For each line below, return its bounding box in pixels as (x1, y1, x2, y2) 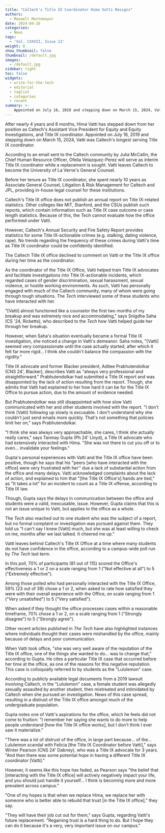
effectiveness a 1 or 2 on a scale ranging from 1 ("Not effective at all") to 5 (5, 565, 155, 571)
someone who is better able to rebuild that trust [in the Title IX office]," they (5, 797, 158, 803)
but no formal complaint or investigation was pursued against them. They (5, 520, 153, 526)
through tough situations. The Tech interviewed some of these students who (5, 293, 160, 299)
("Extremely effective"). (5, 571, 53, 577)
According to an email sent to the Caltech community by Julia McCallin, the (5, 151, 157, 157)
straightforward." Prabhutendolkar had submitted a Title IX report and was (5, 374, 155, 380)
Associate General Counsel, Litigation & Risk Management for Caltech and (5, 182, 155, 188)
